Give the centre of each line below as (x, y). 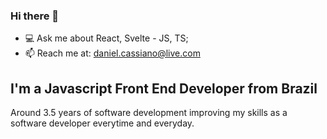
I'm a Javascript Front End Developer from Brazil (164, 88)
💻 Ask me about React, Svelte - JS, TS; (106, 38)
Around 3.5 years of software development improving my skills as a (149, 113)
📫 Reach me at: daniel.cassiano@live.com (112, 53)
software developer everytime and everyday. (102, 123)
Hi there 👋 (35, 16)
